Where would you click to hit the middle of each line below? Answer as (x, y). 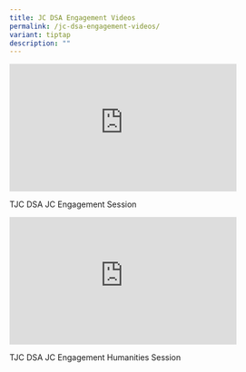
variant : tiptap (40, 34)
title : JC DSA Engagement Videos (73, 18)
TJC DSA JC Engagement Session (73, 204)
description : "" (40, 43)
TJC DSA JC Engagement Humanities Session (95, 357)
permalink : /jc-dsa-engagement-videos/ (85, 26)
